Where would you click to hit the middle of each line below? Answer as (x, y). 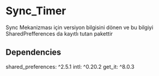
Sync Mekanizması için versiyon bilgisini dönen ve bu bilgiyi (79, 27)
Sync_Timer (36, 11)
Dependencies (33, 53)
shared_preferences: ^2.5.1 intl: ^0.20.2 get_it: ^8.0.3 (70, 66)
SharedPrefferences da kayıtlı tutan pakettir (59, 33)
